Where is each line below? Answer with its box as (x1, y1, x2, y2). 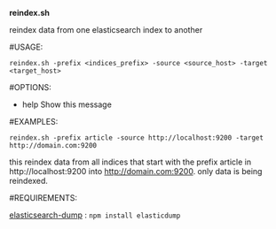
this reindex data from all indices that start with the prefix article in (9, 156, 251, 167)
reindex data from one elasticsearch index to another (9, 25, 203, 34)
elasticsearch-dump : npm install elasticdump (9, 210, 181, 220)
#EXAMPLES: (9, 117, 59, 126)
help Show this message (21, 99, 113, 110)
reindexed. (9, 176, 49, 186)
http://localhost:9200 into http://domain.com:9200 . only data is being (9, 166, 263, 176)
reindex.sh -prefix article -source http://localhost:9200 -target (9, 134, 264, 142)
